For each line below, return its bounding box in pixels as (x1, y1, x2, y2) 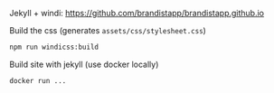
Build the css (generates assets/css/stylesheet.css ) (9, 25, 206, 35)
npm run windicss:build (9, 42, 99, 51)
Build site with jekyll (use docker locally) (9, 59, 159, 70)
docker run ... (9, 76, 67, 85)
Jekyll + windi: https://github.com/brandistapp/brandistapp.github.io (9, 8, 265, 18)
